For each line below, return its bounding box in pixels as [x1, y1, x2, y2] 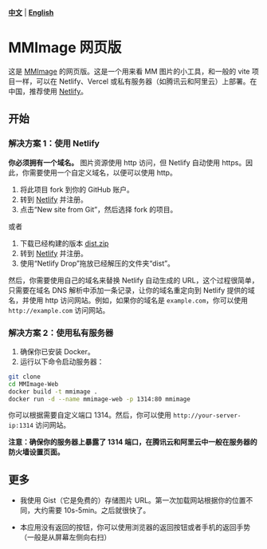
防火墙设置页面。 [8, 447, 65, 457]
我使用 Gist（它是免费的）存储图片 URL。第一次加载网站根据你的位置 [19, 496, 246, 505]
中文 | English [8, 8, 54, 17]
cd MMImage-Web [8, 380, 59, 388]
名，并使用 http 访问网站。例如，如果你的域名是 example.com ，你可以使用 [8, 295, 249, 305]
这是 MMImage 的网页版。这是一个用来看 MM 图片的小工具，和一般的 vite [8, 66, 250, 76]
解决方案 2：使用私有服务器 [8, 327, 114, 338]
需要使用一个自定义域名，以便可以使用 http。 [29, 168, 177, 177]
